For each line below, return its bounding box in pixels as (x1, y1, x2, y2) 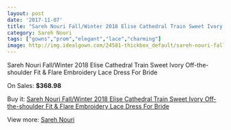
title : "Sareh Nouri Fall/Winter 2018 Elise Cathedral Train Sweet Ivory (7, 23, 223, 30)
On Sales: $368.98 (7, 82, 62, 89)
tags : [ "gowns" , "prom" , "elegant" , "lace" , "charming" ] (7, 36, 162, 43)
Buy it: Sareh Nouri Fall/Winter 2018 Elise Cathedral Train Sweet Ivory (7, 95, 203, 103)
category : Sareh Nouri (7, 29, 72, 36)
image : (7, 42, 26, 49)
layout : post (7, 10, 45, 17)
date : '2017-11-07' (7, 17, 63, 23)
